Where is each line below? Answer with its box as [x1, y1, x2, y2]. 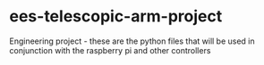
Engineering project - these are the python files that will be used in [9, 36, 255, 46]
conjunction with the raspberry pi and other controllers [9, 45, 211, 55]
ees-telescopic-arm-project [9, 6, 223, 27]
